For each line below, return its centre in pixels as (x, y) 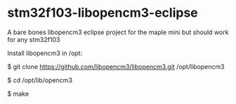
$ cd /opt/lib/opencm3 (40, 80)
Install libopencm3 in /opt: (45, 53)
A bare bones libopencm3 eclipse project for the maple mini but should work (118, 32)
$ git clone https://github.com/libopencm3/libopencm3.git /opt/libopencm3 (116, 66)
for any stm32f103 (34, 39)
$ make (18, 94)
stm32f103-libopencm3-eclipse (103, 13)
